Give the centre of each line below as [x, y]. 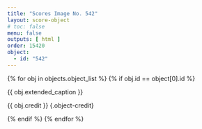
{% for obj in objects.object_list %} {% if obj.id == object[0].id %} [101, 78]
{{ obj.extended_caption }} [45, 92]
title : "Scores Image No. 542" [53, 14]
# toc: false [26, 26]
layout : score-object [39, 20]
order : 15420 [26, 46]
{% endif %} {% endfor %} [46, 119]
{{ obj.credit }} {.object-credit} [50, 105]
